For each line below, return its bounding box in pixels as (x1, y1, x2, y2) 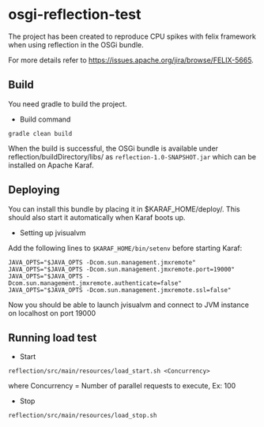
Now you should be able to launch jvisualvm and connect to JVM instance (8, 300, 249, 309)
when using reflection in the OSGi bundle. (8, 39, 144, 49)
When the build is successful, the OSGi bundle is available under (8, 144, 219, 153)
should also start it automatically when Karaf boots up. (8, 212, 186, 222)
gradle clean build (8, 129, 73, 137)
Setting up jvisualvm (19, 227, 86, 238)
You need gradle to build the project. (8, 99, 127, 108)
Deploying (8, 183, 60, 197)
